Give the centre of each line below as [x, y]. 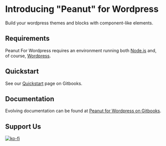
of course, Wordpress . [28, 56]
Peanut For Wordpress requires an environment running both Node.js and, [81, 50]
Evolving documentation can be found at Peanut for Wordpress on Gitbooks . [83, 111]
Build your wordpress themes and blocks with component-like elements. [79, 23]
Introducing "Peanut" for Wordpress [82, 9]
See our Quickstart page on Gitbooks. [44, 83]
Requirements [27, 38]
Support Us [23, 126]
